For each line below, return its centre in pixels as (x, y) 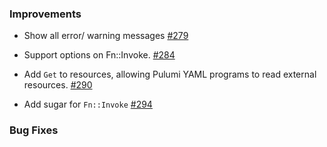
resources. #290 (58, 85)
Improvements (45, 14)
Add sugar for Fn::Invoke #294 (88, 104)
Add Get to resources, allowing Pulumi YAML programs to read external (170, 74)
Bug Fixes (34, 130)
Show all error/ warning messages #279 (106, 36)
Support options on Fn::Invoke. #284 (99, 55)
